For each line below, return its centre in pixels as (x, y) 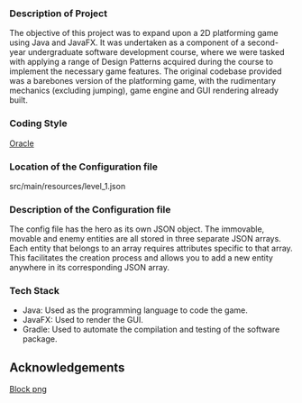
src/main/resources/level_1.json (68, 186)
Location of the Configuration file (83, 167)
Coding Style (38, 124)
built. (19, 100)
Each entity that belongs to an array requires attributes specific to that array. (151, 248)
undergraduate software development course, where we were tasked (156, 52)
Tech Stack (35, 291)
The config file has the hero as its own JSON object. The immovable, (137, 229)
